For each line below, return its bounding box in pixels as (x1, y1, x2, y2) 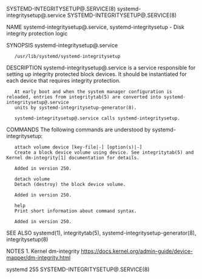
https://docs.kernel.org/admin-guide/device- (81, 247, 193, 255)
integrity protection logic (6, 30, 68, 37)
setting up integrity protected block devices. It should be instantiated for (6, 71, 187, 78)
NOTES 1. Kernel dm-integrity (6, 247, 80, 255)
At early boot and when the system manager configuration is (14, 89, 172, 95)
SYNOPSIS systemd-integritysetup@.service (6, 42, 118, 49)
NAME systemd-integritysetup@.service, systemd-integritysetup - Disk (6, 24, 185, 30)
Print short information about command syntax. (14, 208, 137, 214)
